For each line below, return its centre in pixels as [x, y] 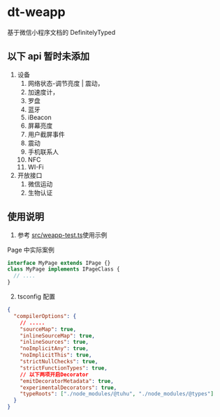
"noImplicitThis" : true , [56, 355]
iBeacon [39, 117]
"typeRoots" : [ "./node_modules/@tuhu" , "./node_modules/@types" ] [117, 394]
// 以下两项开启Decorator [54, 374]
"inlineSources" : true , [54, 342]
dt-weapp [36, 12]
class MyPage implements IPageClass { [64, 269]
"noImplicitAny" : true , [54, 349]
